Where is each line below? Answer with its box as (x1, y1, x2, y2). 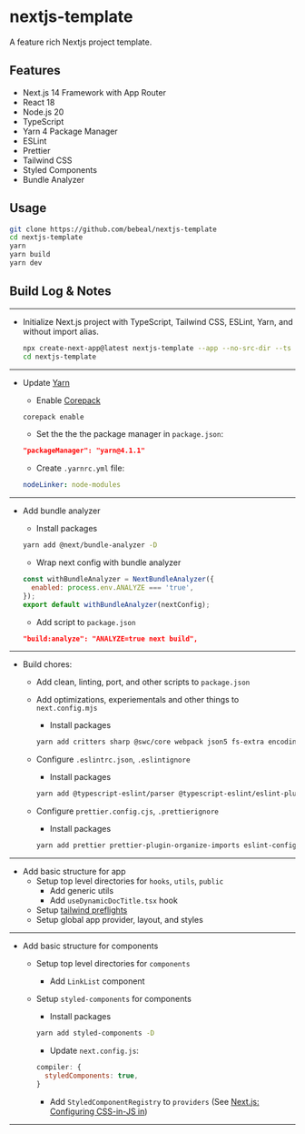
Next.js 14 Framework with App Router (22, 86, 166, 97)
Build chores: (22, 659, 73, 670)
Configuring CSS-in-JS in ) (49, 1106, 148, 1117)
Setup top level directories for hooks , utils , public (35, 876, 224, 886)
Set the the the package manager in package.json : (35, 429, 224, 440)
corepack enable (22, 412, 84, 421)
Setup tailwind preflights (35, 905, 128, 916)
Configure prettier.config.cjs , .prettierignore (35, 805, 220, 816)
